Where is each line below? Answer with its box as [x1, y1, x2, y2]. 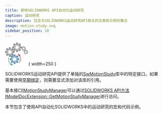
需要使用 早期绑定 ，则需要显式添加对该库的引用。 [5, 77, 104, 83]
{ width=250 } [28, 61, 57, 67]
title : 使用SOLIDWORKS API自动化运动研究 [5, 8, 84, 13]
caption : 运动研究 [5, 13, 40, 18]
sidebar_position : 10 [5, 28, 49, 34]
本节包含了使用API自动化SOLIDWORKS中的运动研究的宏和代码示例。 [5, 104, 143, 110]
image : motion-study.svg [5, 23, 56, 28]
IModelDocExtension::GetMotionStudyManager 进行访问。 [5, 94, 122, 99]
